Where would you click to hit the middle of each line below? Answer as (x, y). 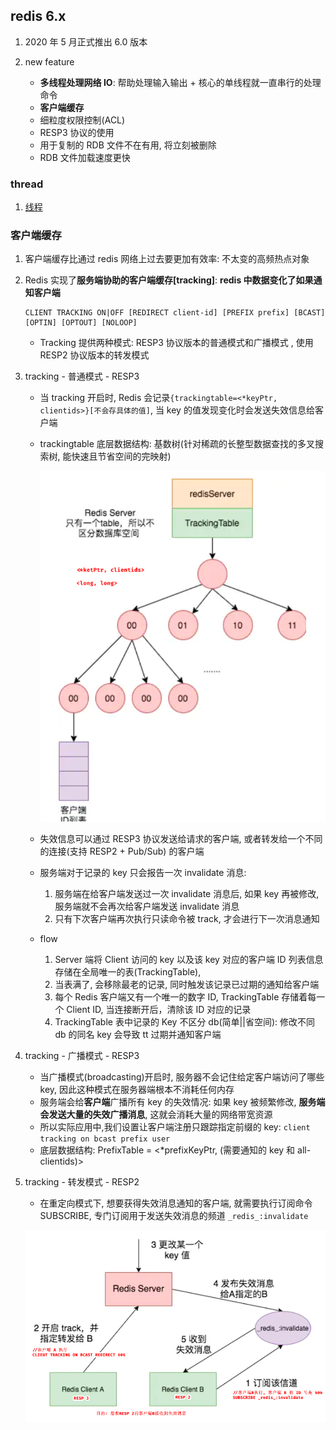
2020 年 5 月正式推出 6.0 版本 (86, 41)
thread (27, 184)
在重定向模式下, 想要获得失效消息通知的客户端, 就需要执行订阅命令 (176, 1203)
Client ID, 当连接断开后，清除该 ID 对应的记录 (159, 1009)
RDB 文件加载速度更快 (85, 157)
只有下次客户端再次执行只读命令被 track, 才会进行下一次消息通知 (187, 918)
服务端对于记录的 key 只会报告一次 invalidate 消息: (143, 872)
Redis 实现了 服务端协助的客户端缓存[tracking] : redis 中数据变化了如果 (169, 280)
